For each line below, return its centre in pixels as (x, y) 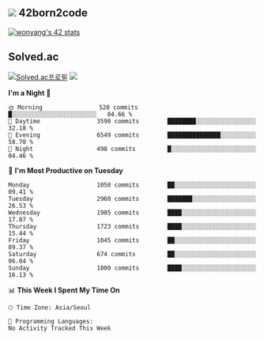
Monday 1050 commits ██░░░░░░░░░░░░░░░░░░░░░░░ (132, 185)
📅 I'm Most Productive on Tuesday (66, 170)
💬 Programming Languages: (51, 321)
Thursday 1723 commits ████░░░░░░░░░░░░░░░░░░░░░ (132, 226)
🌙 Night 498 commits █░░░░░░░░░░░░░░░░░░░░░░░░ (132, 149)
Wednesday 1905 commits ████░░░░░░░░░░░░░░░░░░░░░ (132, 213)
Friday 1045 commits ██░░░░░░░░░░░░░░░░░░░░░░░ (132, 240)
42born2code (53, 13)
